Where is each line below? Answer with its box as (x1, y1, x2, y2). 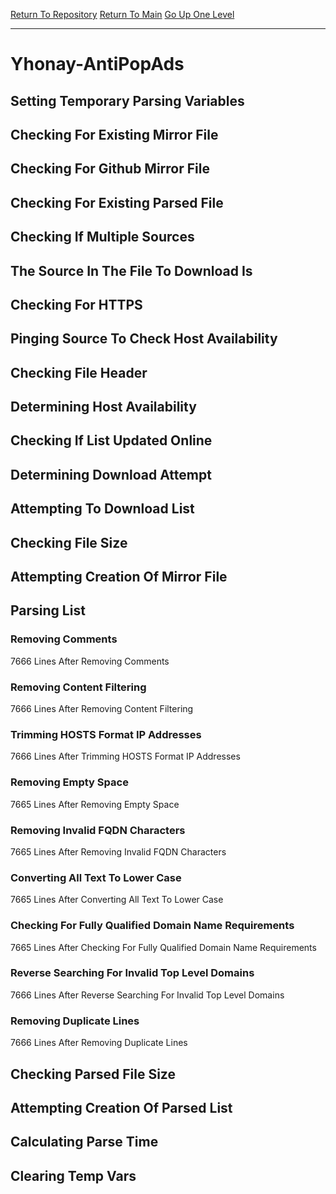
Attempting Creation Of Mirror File (10, 569, 228, 586)
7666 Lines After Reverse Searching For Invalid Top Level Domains (10, 989, 285, 1001)
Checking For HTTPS (10, 296, 143, 313)
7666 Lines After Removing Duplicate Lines (10, 1037, 188, 1049)
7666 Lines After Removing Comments (10, 655, 170, 667)
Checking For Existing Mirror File (10, 126, 219, 143)
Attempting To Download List (10, 500, 195, 518)
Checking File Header (10, 364, 148, 381)
